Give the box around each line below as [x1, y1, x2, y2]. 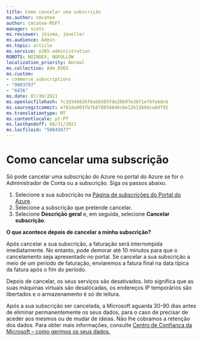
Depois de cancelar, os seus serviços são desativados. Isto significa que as [6, 278, 194, 285]
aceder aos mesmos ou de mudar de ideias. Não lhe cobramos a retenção [6, 315, 191, 322]
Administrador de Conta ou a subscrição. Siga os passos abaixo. [6, 179, 167, 186]
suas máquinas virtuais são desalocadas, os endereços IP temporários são [6, 284, 192, 291]
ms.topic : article [6, 43, 52, 49]
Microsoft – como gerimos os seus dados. [6, 328, 110, 335]
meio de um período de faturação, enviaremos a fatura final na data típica [6, 259, 189, 267]
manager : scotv [6, 25, 45, 32]
